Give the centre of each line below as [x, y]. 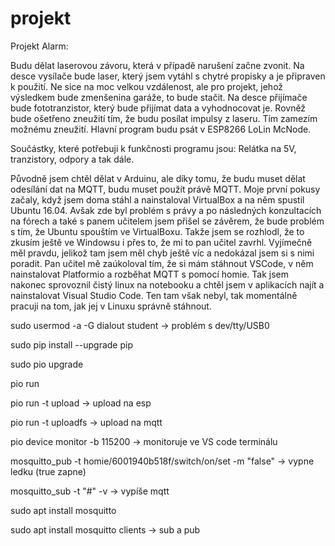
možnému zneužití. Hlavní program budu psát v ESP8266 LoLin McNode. [161, 129]
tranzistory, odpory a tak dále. [72, 159]
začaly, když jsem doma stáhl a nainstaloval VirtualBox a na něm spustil [157, 199]
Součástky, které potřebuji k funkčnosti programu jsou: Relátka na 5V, [153, 148]
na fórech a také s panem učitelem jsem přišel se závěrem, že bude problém [167, 221]
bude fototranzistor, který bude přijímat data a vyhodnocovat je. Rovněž [158, 108]
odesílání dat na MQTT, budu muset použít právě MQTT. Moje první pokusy [165, 189]
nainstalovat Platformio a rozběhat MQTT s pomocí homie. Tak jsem [149, 274]
